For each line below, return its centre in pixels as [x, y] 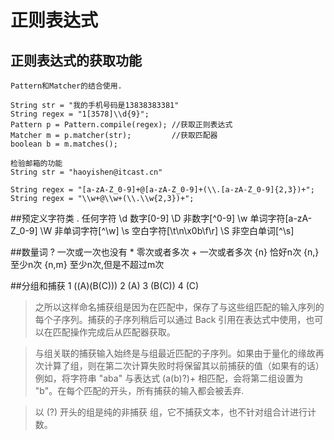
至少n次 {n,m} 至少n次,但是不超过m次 [87, 264]
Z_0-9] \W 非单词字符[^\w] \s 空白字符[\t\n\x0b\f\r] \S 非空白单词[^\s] [152, 230]
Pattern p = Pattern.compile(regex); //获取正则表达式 [121, 125]
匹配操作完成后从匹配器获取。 [114, 332]
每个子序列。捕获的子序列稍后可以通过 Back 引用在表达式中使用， [170, 319]
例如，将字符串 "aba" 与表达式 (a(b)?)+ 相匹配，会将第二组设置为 [169, 378]
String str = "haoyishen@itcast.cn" [86, 172]
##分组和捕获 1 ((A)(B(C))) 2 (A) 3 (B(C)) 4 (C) [105, 285]
